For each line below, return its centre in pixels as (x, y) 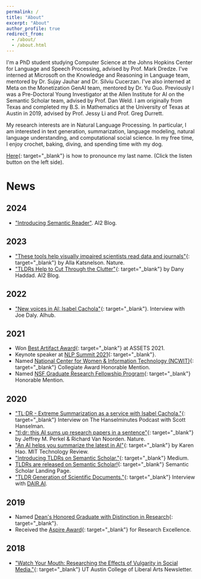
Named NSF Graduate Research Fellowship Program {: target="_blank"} (103, 374)
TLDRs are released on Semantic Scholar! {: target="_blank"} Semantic (102, 464)
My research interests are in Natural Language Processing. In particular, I (97, 125)
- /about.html (29, 46)
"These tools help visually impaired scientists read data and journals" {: (102, 256)
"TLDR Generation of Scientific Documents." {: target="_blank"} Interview (105, 477)
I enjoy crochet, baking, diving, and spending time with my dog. (85, 144)
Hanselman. (30, 426)
